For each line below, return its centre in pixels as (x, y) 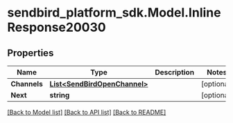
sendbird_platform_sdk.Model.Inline (114, 13)
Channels (27, 84)
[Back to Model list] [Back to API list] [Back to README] (87, 112)
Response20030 (57, 27)
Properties (31, 53)
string (60, 95)
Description (175, 72)
